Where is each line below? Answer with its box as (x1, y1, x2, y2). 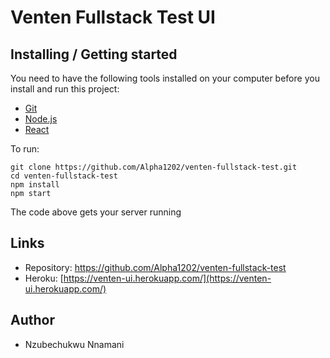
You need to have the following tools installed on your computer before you (10, 72, 320, 84)
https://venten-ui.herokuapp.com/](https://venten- (63, 272, 272, 284)
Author (10, 312, 55, 329)
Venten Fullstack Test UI (10, 6, 216, 29)
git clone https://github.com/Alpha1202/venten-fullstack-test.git (10, 162, 298, 172)
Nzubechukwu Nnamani (24, 338, 125, 350)
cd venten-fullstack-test (10, 171, 118, 181)
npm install (10, 180, 60, 190)
